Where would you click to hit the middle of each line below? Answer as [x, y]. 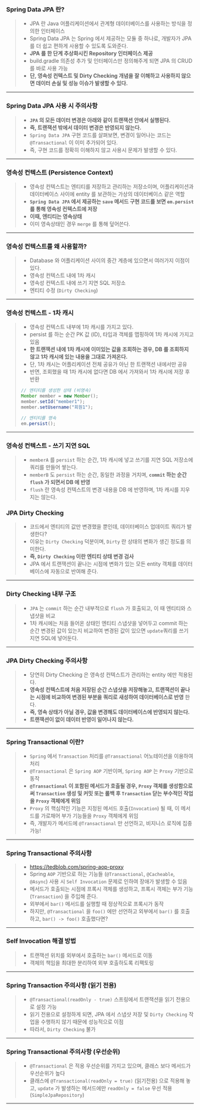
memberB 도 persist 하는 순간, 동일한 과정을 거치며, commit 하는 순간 [108, 475]
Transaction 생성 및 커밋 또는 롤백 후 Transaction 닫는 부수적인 [109, 794]
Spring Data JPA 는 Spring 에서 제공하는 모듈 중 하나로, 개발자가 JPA [110, 39]
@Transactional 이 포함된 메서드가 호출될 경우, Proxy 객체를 [99, 786]
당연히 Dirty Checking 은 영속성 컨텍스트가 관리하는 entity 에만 [103, 674]
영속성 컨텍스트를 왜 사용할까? [47, 246]
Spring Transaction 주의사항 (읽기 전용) [61, 985]
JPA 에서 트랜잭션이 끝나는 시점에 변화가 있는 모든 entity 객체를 [103, 564]
